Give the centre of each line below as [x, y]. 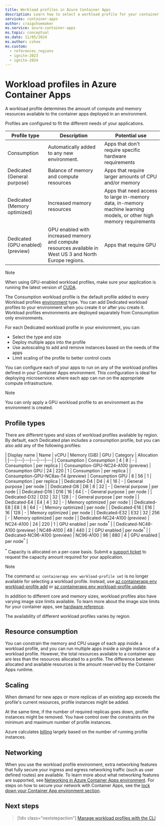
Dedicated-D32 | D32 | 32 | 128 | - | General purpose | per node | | [72, 497]
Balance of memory [70, 171]
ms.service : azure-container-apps [41, 28]
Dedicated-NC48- [135, 524]
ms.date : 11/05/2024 [26, 37]
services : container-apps [31, 19]
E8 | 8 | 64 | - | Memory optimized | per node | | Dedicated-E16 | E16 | [84, 507]
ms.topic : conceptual [27, 33]
